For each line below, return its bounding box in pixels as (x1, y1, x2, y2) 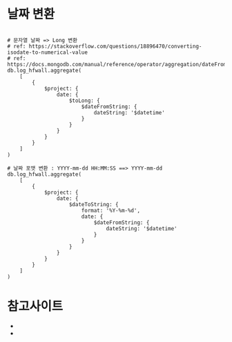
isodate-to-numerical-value (7, 49, 88, 56)
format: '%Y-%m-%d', (81, 207, 140, 214)
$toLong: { (68, 97, 100, 104)
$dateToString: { (68, 201, 119, 208)
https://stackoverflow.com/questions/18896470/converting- (28, 43, 202, 50)
